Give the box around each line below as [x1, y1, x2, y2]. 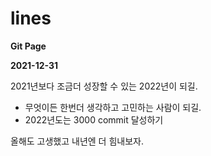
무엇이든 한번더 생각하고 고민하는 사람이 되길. [24, 101, 202, 113]
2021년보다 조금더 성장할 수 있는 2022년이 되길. [10, 80, 198, 92]
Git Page [10, 40, 47, 52]
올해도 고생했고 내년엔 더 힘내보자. [10, 135, 144, 147]
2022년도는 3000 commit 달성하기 [24, 113, 164, 126]
